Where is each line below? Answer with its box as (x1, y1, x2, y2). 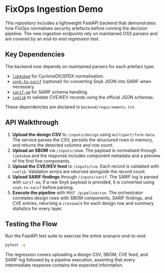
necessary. (12, 84, 35, 90)
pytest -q (5, 243, 26, 248)
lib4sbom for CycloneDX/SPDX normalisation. (12, 73, 105, 79)
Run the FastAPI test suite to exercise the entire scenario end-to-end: (5, 233, 147, 239)
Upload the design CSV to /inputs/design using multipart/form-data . (12, 131, 156, 137)
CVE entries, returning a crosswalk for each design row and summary (12, 200, 154, 206)
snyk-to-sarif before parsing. (12, 184, 74, 190)
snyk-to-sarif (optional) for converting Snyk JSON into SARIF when (12, 78, 152, 84)
